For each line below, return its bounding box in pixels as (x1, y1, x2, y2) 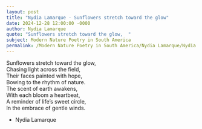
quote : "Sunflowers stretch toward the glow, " (6, 31, 131, 38)
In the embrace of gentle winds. (6, 104, 86, 111)
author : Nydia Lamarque (6, 25, 67, 32)
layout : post (6, 8, 39, 15)
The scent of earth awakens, (6, 85, 78, 92)
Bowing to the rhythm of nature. (6, 78, 86, 85)
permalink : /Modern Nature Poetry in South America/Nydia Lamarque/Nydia (6, 43, 197, 49)
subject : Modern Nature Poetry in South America (6, 37, 131, 43)
